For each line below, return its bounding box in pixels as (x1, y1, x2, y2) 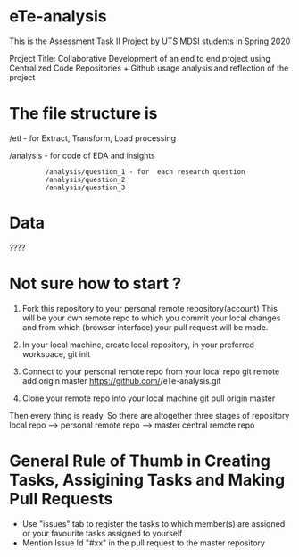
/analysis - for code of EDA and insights (9, 150, 156, 161)
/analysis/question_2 (45, 175, 126, 184)
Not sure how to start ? (9, 274, 181, 294)
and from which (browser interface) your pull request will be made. (21, 321, 269, 332)
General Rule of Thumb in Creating (9, 451, 270, 470)
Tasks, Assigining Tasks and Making (9, 470, 286, 490)
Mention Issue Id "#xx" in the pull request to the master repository (21, 537, 266, 548)
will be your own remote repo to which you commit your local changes (21, 312, 281, 323)
